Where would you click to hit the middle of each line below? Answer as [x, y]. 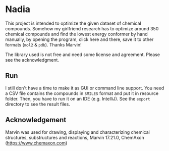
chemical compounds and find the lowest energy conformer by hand [76, 34]
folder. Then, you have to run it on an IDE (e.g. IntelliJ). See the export [78, 98]
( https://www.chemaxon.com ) [36, 143]
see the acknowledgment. [32, 60]
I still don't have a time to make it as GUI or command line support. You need [85, 88]
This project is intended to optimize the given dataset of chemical [73, 23]
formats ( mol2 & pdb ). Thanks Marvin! [43, 44]
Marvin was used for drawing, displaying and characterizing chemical [77, 132]
